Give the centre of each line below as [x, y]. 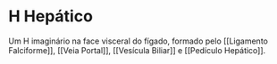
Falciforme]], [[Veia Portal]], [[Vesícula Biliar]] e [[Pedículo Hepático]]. [137, 50]
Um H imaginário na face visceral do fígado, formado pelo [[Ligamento [138, 41]
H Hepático [50, 16]
